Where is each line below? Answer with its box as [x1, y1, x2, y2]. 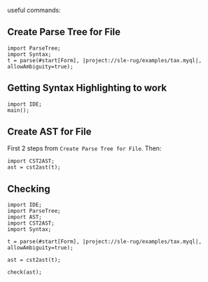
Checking [7, 183, 50, 195]
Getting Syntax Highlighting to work [7, 82, 167, 94]
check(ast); [7, 269, 42, 276]
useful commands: [7, 6, 61, 14]
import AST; [7, 213, 42, 221]
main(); [7, 106, 30, 114]
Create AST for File [7, 126, 92, 138]
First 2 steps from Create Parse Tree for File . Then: [7, 144, 162, 153]
